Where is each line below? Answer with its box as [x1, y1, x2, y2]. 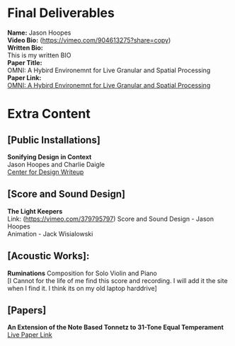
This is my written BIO [7, 51, 71, 59]
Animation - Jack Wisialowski [7, 229, 93, 238]
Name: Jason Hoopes [7, 28, 71, 37]
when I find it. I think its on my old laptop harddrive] [7, 284, 157, 292]
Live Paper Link [7, 330, 53, 339]
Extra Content [7, 106, 91, 122]
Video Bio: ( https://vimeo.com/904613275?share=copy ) [7, 35, 171, 44]
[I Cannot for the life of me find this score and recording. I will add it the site [7, 276, 228, 284]
